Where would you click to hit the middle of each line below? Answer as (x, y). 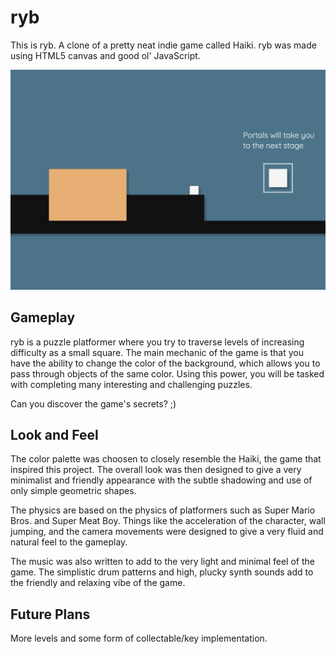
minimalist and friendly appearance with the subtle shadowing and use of (161, 480)
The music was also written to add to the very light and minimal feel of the (162, 562)
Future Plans (50, 614)
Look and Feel (54, 435)
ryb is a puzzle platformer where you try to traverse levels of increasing (157, 342)
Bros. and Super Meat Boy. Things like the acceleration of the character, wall (168, 521)
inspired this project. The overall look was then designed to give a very (156, 470)
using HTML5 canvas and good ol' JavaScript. (105, 55)
